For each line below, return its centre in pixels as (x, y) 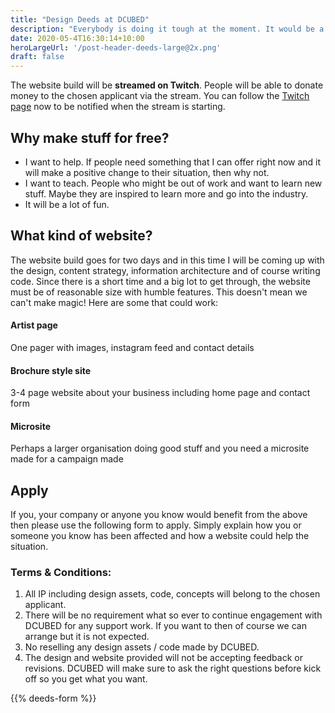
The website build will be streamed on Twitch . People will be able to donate (167, 85)
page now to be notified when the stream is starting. (118, 107)
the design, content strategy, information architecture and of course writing (165, 270)
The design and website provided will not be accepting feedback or (163, 658)
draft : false (37, 57)
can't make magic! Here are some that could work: (114, 302)
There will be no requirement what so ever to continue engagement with (173, 615)
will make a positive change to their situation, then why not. (147, 172)
